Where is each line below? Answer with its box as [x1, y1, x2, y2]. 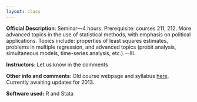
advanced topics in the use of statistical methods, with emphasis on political [6, 30, 191, 38]
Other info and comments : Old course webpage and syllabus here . [6, 72, 169, 79]
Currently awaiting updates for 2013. [6, 79, 95, 86]
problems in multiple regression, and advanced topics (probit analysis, [6, 43, 176, 50]
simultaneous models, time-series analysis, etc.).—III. [6, 49, 136, 56]
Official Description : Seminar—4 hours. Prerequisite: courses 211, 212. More [6, 25, 192, 32]
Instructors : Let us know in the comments [6, 61, 108, 68]
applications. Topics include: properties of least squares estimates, [6, 37, 169, 44]
